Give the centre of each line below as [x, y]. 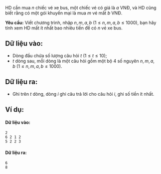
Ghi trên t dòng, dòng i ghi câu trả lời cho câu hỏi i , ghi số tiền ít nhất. [83, 94]
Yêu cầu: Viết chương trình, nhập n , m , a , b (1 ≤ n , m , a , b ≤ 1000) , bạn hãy [81, 23]
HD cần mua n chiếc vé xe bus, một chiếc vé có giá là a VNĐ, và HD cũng [81, 8]
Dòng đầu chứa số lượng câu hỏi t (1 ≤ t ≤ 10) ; [60, 55]
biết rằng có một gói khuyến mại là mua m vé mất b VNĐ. [64, 13]
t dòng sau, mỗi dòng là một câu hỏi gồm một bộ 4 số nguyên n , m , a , [83, 61]
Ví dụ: [14, 110]
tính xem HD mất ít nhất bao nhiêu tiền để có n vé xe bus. [64, 28]
